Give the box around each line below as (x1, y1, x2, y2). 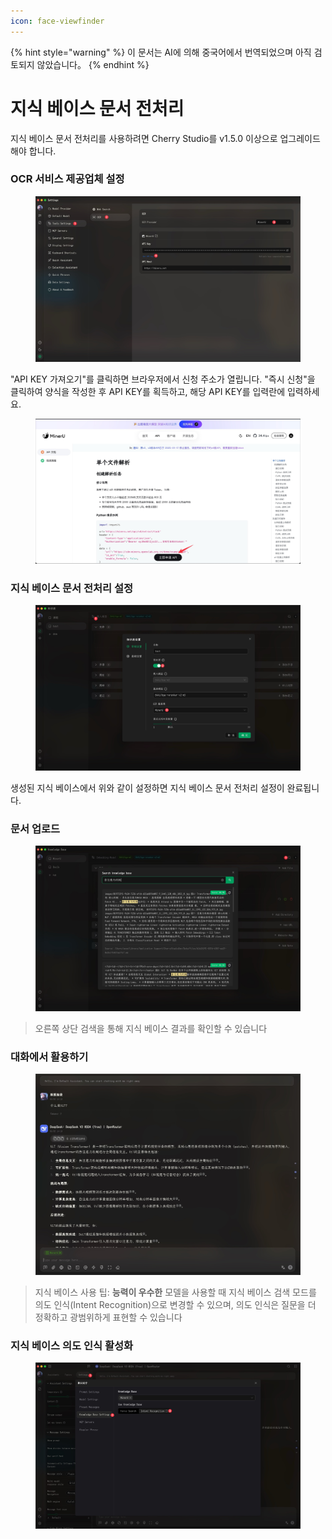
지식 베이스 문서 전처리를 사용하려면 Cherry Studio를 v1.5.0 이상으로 (10, 132, 278, 144)
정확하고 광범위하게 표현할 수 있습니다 (34, 1311, 183, 1323)
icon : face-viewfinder (10, 16, 105, 26)
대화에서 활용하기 (10, 1050, 89, 1064)
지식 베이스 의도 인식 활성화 (10, 1338, 134, 1352)
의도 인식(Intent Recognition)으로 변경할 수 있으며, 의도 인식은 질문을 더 (34, 1298, 317, 1310)
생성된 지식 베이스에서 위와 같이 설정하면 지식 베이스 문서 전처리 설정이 (10, 781, 285, 794)
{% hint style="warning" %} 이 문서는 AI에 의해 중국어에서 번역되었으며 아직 (10, 46, 312, 58)
